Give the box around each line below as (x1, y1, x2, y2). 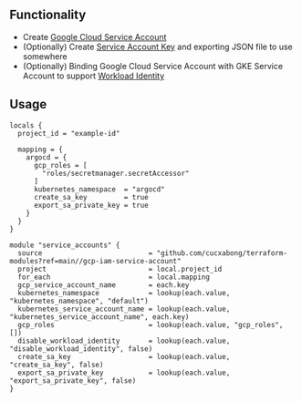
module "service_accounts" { (9, 241, 120, 250)
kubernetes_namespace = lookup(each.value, (17, 288, 231, 297)
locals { (9, 120, 43, 130)
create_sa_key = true (33, 192, 149, 201)
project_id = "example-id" (17, 129, 120, 138)
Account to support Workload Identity (22, 70, 165, 81)
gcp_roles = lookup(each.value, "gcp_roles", (17, 320, 284, 329)
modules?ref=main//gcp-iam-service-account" (9, 256, 182, 265)
